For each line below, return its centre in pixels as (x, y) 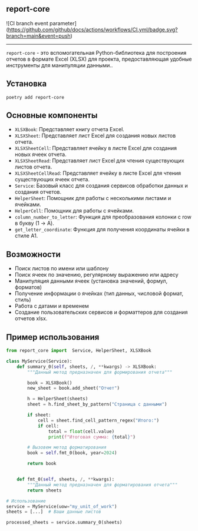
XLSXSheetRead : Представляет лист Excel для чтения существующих (99, 161)
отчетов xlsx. (31, 318)
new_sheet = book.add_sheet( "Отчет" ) (73, 388)
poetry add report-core (35, 97)
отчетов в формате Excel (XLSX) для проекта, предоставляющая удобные (99, 59)
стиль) (23, 300)
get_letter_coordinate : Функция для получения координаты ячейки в (102, 230)
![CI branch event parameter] (41, 23)
